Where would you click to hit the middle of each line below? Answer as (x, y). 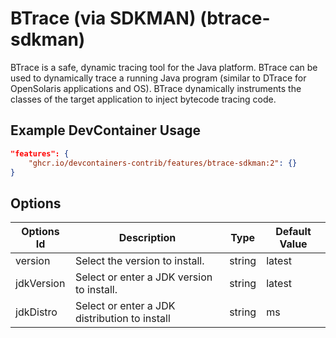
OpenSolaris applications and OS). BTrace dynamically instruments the (156, 88)
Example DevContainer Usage (105, 130)
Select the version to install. (139, 261)
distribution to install (122, 319)
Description (147, 238)
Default (293, 232)
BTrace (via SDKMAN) (103, 18)
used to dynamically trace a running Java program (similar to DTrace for (158, 78)
